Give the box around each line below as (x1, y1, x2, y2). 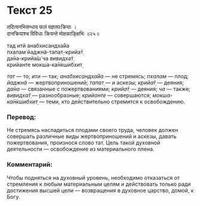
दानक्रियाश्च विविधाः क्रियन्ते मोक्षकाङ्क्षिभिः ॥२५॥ (7, 30, 99, 37)
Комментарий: (7, 161, 53, 169)
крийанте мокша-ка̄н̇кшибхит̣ (7, 61, 83, 68)
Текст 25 (7, 4, 53, 17)
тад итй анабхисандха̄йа (7, 42, 69, 49)
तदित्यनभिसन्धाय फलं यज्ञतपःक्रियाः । (7, 23, 77, 30)
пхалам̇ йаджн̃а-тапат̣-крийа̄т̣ (7, 48, 83, 56)
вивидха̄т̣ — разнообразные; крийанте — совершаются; (7, 91, 151, 99)
